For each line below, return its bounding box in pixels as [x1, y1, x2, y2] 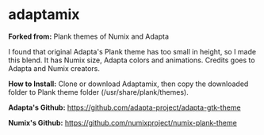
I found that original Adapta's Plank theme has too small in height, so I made [8, 47, 256, 56]
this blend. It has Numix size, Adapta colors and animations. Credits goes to [8, 55, 255, 65]
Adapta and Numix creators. [8, 63, 101, 73]
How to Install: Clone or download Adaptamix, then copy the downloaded [8, 79, 249, 88]
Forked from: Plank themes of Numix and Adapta [8, 32, 169, 41]
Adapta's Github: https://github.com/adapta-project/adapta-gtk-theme [8, 103, 241, 112]
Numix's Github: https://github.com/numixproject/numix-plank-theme [8, 118, 238, 127]
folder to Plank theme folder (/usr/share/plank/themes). [8, 87, 189, 96]
